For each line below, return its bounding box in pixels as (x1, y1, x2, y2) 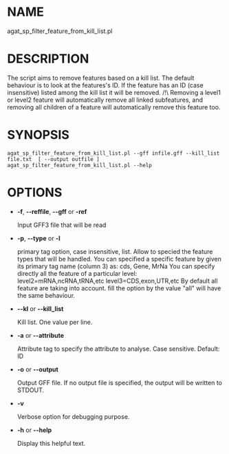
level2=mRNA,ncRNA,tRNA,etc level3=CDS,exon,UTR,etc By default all (17, 277, 218, 285)
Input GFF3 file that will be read (17, 221, 107, 229)
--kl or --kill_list (17, 304, 64, 313)
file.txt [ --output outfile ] (7, 155, 100, 162)
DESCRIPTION (7, 51, 89, 67)
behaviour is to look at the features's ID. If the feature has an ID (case (7, 80, 204, 89)
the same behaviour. (17, 291, 76, 299)
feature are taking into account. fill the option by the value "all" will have (17, 283, 221, 292)
